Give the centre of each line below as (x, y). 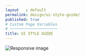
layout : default (26, 10)
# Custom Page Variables (31, 24)
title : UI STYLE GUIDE (29, 34)
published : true (22, 19)
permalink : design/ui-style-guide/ (43, 15)
